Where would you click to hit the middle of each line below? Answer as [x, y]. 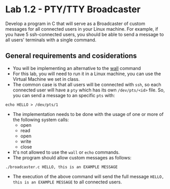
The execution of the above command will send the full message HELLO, [88, 176]
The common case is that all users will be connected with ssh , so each [87, 84]
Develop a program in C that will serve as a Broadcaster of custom [75, 23]
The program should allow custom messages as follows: [72, 157]
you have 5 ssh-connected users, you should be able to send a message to [84, 34]
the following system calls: [41, 120]
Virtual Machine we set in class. [46, 79]
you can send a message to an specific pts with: [64, 95]
